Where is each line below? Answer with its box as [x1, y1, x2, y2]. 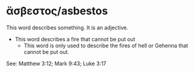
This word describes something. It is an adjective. [6, 24, 128, 31]
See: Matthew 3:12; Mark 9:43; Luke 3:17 [6, 60, 106, 67]
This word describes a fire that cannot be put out [14, 35, 136, 42]
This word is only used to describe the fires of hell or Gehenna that [23, 42, 189, 49]
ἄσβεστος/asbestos [6, 4, 109, 18]
